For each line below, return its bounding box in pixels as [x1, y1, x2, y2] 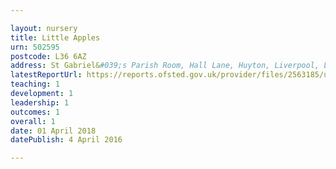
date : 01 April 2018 [10, 126, 97, 136]
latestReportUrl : [10, 70, 83, 80]
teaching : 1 [10, 79, 60, 90]
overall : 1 [10, 116, 56, 126]
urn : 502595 [10, 42, 60, 52]
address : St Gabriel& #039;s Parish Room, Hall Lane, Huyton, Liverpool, [10, 61, 320, 71]
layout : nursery [10, 23, 78, 33]
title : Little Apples [10, 32, 101, 43]
